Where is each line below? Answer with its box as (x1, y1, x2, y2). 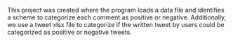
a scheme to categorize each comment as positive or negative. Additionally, (7, 13, 227, 21)
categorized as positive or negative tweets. (7, 28, 132, 36)
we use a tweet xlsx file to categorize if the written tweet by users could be (7, 21, 225, 28)
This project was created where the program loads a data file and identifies (7, 6, 225, 14)
